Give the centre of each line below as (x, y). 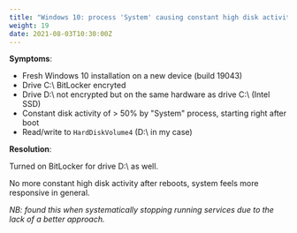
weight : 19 (29, 26)
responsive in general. (49, 193)
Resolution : (30, 149)
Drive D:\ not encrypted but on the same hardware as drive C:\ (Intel (146, 94)
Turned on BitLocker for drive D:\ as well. (84, 166)
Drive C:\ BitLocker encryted (74, 86)
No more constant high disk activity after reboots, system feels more (134, 184)
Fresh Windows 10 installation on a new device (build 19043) (132, 76)
